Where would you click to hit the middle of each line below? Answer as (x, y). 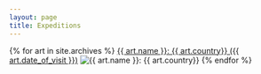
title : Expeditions (45, 26)
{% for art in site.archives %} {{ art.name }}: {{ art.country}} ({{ (124, 50)
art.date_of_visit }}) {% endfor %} (131, 60)
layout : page (33, 17)
